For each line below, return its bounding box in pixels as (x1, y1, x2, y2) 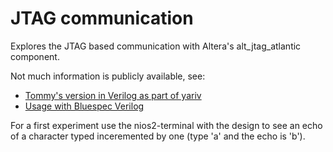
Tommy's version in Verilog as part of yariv (24, 89, 202, 101)
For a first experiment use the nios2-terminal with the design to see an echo (10, 119, 323, 131)
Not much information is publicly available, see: (10, 70, 206, 82)
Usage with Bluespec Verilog (24, 100, 145, 112)
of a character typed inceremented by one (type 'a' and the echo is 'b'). (10, 130, 306, 142)
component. (10, 50, 60, 62)
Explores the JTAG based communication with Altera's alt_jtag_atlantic (10, 40, 302, 52)
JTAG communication (10, 7, 194, 30)
